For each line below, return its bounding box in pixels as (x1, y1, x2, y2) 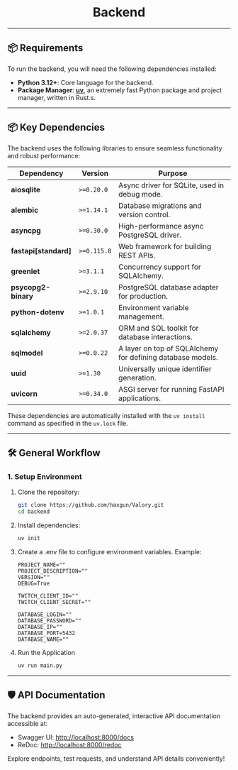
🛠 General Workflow (7, 446, 101, 458)
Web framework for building (118, 241, 212, 251)
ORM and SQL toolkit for (118, 323, 199, 333)
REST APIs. (118, 250, 156, 260)
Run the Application (17, 648, 76, 656)
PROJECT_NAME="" (17, 561, 66, 568)
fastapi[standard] (11, 246, 72, 255)
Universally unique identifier (118, 363, 212, 373)
